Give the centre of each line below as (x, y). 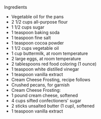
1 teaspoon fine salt (31, 38)
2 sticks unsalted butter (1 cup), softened (53, 106)
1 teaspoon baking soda (35, 32)
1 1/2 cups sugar (28, 27)
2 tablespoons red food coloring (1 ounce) (54, 64)
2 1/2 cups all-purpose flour (39, 22)
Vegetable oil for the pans (37, 17)
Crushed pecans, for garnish (40, 85)
